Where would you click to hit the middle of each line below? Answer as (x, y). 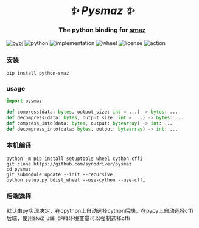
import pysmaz (24, 101)
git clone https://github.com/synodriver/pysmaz (69, 164)
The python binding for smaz (102, 30)
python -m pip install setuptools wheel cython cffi (75, 159)
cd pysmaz (19, 169)
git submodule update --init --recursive (60, 174)
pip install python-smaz (38, 73)
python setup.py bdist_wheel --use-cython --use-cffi (76, 180)
